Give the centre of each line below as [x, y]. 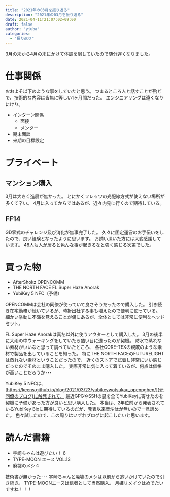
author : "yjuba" [22, 29]
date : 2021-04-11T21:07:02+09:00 [41, 19]
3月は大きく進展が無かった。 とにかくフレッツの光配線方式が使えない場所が [85, 196]
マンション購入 [29, 183]
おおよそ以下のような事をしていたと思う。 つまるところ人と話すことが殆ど [83, 91]
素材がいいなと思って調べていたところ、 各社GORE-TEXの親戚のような [83, 347]
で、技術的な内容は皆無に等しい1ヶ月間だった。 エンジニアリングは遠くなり [84, 97]
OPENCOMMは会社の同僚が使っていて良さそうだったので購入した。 [76, 304]
